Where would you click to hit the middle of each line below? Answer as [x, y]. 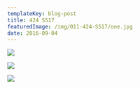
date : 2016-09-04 [33, 33]
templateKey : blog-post [42, 14]
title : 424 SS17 [31, 20]
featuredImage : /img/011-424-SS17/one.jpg [70, 26]
